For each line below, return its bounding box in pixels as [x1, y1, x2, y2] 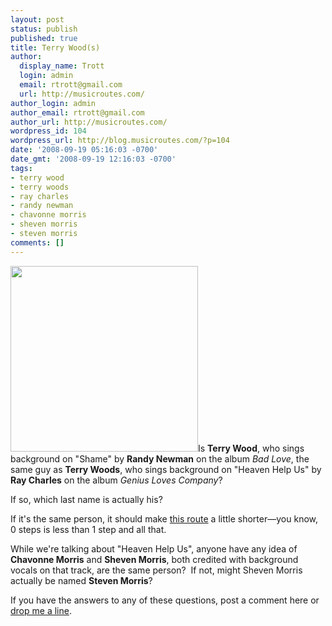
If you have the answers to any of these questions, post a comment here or [10, 594, 320, 606]
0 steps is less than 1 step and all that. [10, 523, 167, 535]
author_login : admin [10, 98, 97, 108]
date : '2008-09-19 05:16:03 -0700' [10, 145, 159, 155]
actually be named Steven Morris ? [10, 574, 153, 586]
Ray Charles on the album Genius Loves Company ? [10, 474, 223, 486]
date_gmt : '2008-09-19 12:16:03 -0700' [10, 154, 177, 164]
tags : [10, 163, 33, 173]
